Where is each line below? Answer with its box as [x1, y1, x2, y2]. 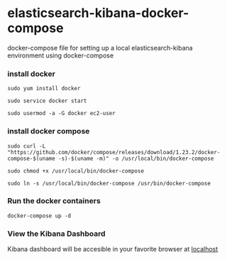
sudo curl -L [7, 142, 46, 150]
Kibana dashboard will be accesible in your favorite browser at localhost [7, 245, 218, 254]
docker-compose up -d [7, 212, 72, 220]
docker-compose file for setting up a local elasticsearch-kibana [7, 43, 193, 52]
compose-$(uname [7, 155, 55, 162]
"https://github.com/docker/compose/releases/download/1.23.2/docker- [7, 148, 221, 156]
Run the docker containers [7, 196, 101, 206]
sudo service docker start [7, 97, 87, 104]
